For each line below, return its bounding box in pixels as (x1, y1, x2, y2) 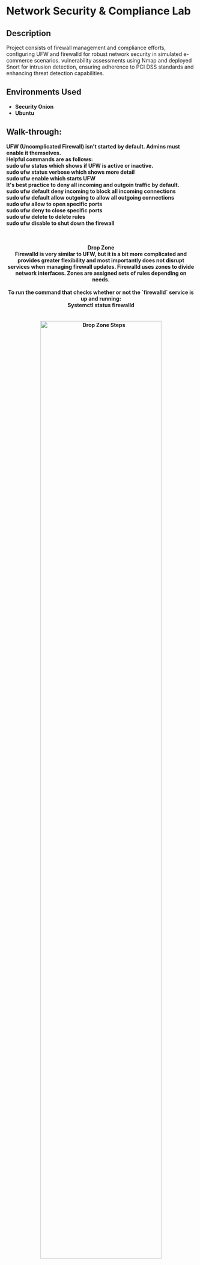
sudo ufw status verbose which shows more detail (6, 168, 135, 176)
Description (6, 28, 51, 38)
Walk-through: (6, 127, 62, 137)
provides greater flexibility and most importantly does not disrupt (17, 257, 184, 264)
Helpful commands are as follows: (6, 155, 93, 163)
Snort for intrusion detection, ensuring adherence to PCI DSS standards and (6, 63, 194, 70)
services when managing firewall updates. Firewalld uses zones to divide (7, 263, 195, 270)
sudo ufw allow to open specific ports (6, 200, 103, 207)
